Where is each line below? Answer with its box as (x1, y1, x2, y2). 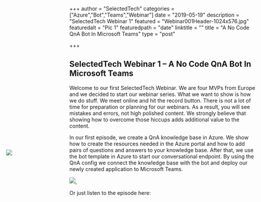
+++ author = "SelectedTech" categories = (69, 5, 175, 12)
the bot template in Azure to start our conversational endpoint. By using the (69, 153, 254, 160)
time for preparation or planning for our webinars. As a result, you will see (69, 103, 250, 110)
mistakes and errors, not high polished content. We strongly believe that (69, 110, 246, 117)
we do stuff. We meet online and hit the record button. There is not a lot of (69, 97, 251, 104)
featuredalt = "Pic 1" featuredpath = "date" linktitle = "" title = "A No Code (69, 24, 250, 31)
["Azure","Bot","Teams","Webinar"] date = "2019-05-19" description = (69, 11, 240, 18)
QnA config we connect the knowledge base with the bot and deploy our (69, 159, 248, 166)
